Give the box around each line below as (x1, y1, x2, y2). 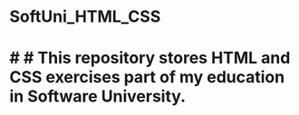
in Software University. (9, 86, 187, 107)
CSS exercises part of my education (9, 67, 285, 88)
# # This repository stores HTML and (9, 48, 291, 69)
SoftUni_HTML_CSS (9, 6, 161, 27)
